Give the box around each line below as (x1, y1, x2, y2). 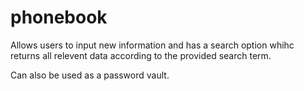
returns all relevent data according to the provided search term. (10, 49, 272, 61)
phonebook (10, 6, 108, 29)
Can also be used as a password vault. (10, 69, 170, 81)
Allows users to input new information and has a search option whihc (10, 39, 295, 51)
